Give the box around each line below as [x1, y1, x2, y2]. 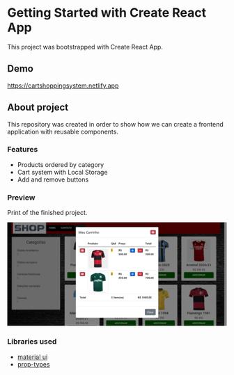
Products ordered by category [17, 160, 104, 168]
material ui [17, 353, 48, 361]
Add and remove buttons [17, 175, 89, 184]
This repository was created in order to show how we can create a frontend [7, 120, 224, 128]
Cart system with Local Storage [17, 168, 108, 176]
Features [7, 145, 38, 154]
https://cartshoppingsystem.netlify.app [7, 81, 119, 90]
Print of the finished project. [7, 209, 88, 217]
